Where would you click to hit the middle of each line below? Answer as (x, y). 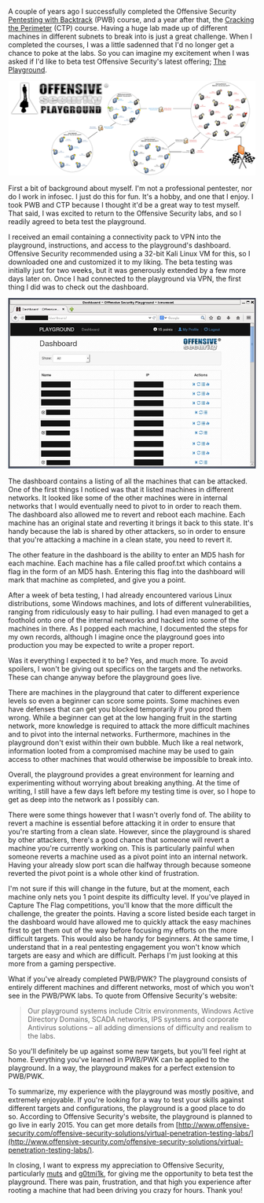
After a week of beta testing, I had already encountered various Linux (120, 595)
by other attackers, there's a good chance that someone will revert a (119, 840)
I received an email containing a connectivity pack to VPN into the (115, 237)
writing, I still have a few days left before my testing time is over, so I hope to (132, 791)
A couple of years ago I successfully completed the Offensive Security (123, 11)
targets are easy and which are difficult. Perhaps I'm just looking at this (123, 955)
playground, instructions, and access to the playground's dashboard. (120, 245)
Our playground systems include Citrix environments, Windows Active (140, 1010)
